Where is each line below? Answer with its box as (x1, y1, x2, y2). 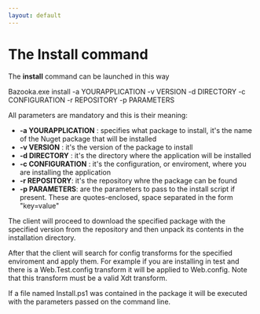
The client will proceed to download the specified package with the (8, 216, 226, 225)
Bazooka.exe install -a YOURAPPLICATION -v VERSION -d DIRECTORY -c (8, 87, 246, 96)
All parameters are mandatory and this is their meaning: (8, 110, 189, 120)
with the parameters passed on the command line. (8, 297, 171, 306)
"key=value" (19, 201, 60, 210)
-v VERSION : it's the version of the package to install (19, 142, 193, 152)
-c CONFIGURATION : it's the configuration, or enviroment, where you (19, 159, 247, 168)
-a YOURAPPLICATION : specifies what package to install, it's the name (19, 125, 253, 135)
